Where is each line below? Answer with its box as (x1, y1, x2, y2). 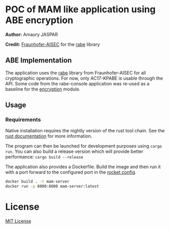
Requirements (5, 116, 41, 123)
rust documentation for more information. (5, 133, 92, 139)
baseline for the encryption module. (5, 86, 81, 92)
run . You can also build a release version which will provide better (5, 148, 144, 154)
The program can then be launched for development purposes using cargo (5, 143, 162, 149)
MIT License (5, 218, 32, 224)
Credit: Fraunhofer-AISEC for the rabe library (5, 41, 101, 47)
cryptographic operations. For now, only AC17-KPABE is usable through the (5, 75, 163, 81)
